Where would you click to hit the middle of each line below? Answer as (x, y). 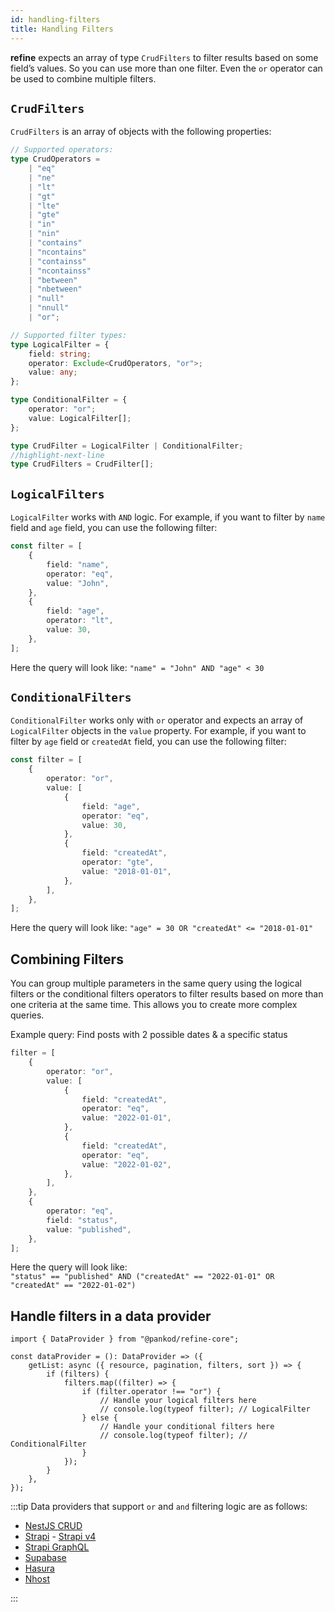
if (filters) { (78, 1374)
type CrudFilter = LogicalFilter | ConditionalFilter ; (127, 446)
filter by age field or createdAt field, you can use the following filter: (148, 742)
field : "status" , (82, 1220)
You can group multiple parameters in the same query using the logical (156, 983)
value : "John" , (78, 583)
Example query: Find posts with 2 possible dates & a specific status (149, 1035)
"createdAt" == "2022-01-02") (73, 1286)
